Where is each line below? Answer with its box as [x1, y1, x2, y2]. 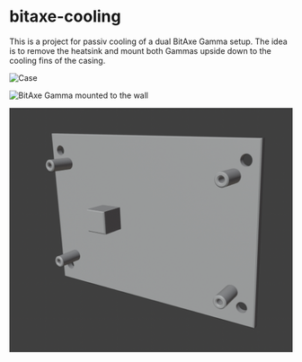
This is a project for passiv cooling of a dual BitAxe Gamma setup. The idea [9, 36, 288, 47]
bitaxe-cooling [9, 6, 121, 27]
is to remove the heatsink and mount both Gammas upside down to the [9, 45, 271, 56]
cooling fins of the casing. [9, 55, 106, 66]
